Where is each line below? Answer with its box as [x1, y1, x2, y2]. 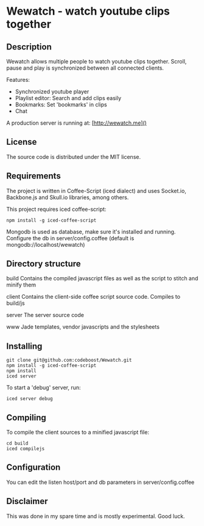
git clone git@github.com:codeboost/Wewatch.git [6, 357, 132, 363]
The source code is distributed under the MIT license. [6, 153, 141, 160]
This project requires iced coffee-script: [6, 205, 107, 213]
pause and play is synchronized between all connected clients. [6, 64, 164, 71]
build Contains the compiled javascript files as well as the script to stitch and [6, 275, 199, 282]
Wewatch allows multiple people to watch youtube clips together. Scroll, [6, 58, 187, 65]
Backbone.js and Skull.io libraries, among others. [6, 194, 129, 201]
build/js [6, 299, 26, 307]
